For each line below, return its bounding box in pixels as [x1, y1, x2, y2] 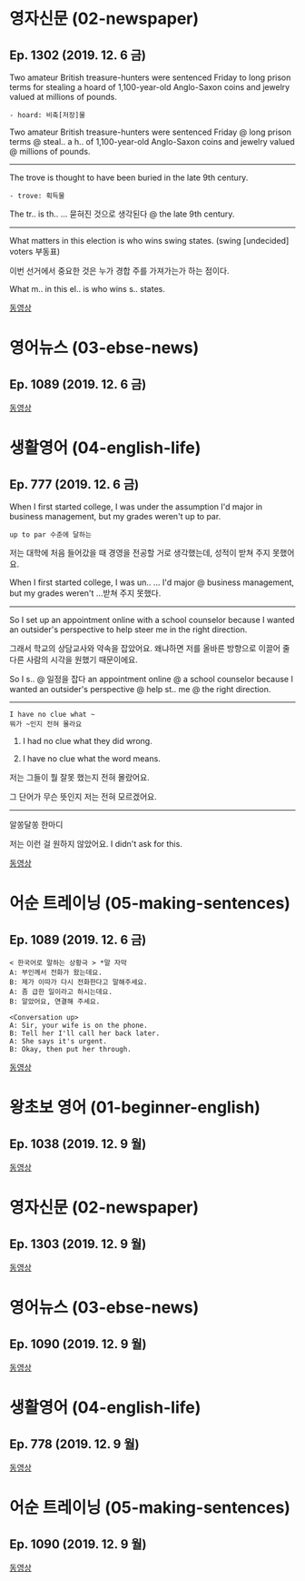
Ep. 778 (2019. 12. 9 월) [9, 1436, 140, 1452]
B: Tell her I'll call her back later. [9, 1029, 161, 1038]
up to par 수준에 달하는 [9, 530, 93, 539]
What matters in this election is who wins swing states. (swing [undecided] [9, 236, 290, 246]
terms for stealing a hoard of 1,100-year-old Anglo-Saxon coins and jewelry [9, 82, 290, 92]
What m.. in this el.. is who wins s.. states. [9, 284, 166, 294]
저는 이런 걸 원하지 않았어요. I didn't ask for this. [9, 839, 183, 849]
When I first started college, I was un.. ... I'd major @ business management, [9, 577, 295, 588]
